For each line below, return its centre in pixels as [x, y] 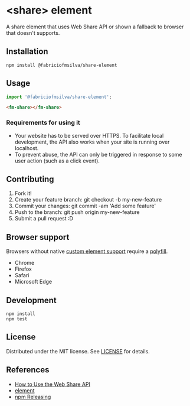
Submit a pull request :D [44, 219]
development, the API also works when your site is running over [92, 142]
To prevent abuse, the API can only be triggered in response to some [98, 154]
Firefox [23, 269]
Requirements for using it [43, 123]
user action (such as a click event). [57, 161]
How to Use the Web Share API [52, 384]
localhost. [27, 148]
